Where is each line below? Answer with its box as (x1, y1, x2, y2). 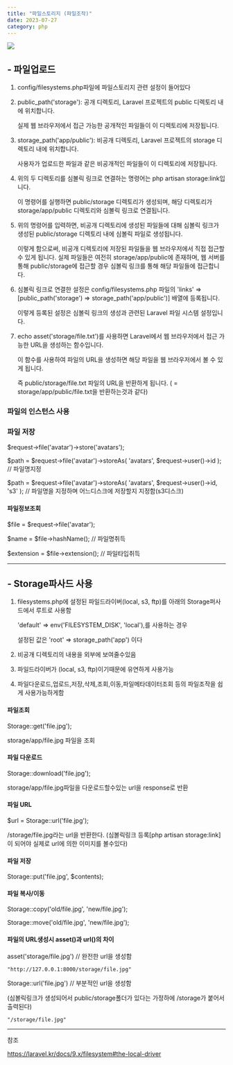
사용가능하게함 (24, 688, 64, 697)
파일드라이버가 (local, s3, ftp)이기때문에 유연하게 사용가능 (17, 665, 175, 674)
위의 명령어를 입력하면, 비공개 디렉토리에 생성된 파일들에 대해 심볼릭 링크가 (17, 221, 220, 230)
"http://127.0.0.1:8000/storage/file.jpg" (7, 966, 132, 973)
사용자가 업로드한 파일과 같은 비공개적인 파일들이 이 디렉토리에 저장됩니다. (17, 160, 218, 168)
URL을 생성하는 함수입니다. (30, 341, 104, 349)
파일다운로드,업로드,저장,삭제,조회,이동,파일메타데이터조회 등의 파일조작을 (17, 680, 216, 688)
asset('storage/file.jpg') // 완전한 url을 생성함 (7, 952, 132, 960)
